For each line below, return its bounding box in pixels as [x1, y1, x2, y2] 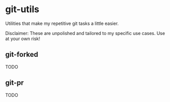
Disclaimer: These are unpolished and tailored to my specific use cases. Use [5, 30, 165, 36]
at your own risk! [5, 36, 41, 42]
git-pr [5, 79, 24, 87]
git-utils [5, 4, 40, 15]
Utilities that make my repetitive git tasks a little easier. [5, 20, 119, 26]
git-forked [5, 50, 39, 59]
